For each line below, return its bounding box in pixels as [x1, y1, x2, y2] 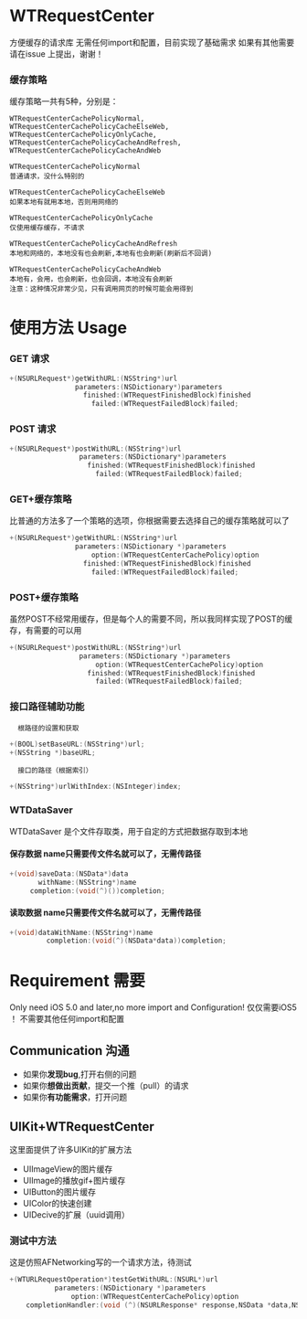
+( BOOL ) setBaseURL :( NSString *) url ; [9, 739, 145, 749]
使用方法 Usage [9, 317, 128, 338]
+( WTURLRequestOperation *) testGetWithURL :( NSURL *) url [9, 1275, 219, 1284]
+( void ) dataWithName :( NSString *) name [9, 928, 153, 937]
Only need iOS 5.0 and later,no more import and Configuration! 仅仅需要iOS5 [9, 1002, 297, 1013]
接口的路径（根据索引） [17, 766, 93, 775]
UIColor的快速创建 [22, 1197, 92, 1208]
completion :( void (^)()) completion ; [29, 886, 166, 896]
